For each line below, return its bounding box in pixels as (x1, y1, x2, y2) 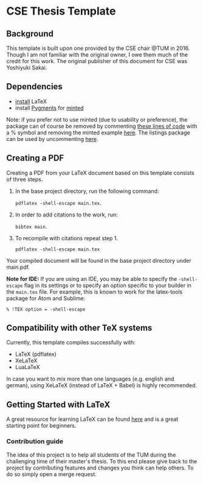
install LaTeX (15, 97, 47, 105)
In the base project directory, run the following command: (15, 187, 159, 195)
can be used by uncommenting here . (6, 135, 98, 142)
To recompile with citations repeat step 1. (15, 234, 119, 241)
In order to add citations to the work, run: (15, 211, 119, 218)
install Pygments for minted (15, 104, 84, 111)
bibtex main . (15, 223, 47, 230)
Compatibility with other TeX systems (6, 323, 153, 333)
